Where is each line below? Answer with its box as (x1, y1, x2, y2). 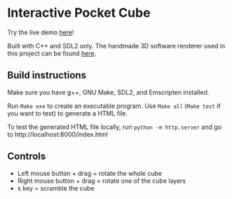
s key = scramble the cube (17, 184, 95, 192)
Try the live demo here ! (7, 28, 74, 36)
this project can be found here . (7, 49, 97, 57)
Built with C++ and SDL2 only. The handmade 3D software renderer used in (7, 41, 226, 50)
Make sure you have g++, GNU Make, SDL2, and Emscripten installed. (7, 88, 210, 96)
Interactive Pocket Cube (7, 5, 151, 21)
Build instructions (7, 69, 86, 81)
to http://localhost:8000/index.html (7, 130, 109, 138)
